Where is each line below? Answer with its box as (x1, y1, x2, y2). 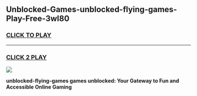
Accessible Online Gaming (6, 83, 72, 90)
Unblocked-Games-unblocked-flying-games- (6, 5, 178, 15)
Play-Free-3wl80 (6, 14, 70, 24)
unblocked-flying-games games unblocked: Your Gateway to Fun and (6, 77, 179, 84)
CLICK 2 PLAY (6, 53, 47, 61)
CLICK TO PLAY (6, 31, 52, 40)
